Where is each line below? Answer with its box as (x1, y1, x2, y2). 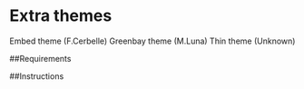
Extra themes (9, 5, 113, 26)
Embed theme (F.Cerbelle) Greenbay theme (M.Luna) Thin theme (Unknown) (9, 35, 296, 46)
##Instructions (9, 70, 64, 82)
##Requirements (9, 53, 72, 64)
